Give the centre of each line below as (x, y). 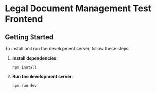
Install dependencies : (35, 58)
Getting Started (29, 37)
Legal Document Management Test (78, 9)
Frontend (24, 19)
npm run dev (24, 85)
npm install (24, 67)
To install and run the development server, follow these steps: (67, 49)
